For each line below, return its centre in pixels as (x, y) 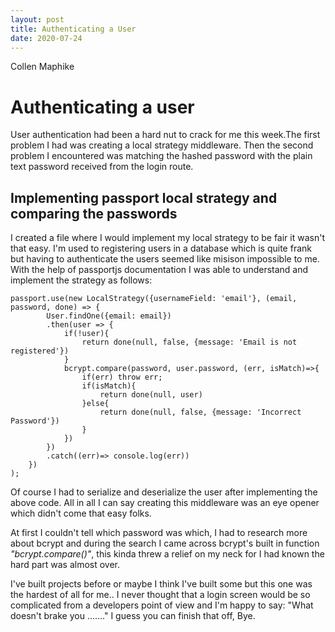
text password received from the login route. (102, 167)
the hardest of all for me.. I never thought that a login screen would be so (160, 595)
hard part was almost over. (65, 565)
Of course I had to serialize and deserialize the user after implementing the (164, 492)
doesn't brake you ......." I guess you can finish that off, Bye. (133, 616)
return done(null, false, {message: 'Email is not (189, 342)
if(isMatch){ (109, 386)
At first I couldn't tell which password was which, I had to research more (159, 533)
